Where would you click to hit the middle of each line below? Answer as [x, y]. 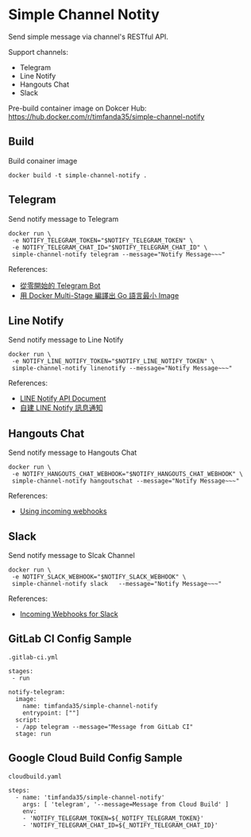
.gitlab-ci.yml [33, 657]
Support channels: [39, 52]
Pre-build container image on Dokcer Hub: [77, 108]
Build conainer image [43, 161]
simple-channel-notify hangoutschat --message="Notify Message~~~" [125, 481]
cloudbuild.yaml [35, 777]
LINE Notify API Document [63, 398]
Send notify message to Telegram [64, 219]
